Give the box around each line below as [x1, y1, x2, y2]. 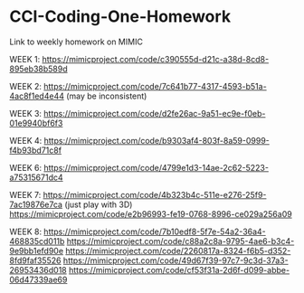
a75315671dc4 [9, 172, 63, 183]
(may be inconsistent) [66, 90, 147, 101]
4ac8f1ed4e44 [9, 90, 65, 101]
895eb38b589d [9, 63, 68, 74]
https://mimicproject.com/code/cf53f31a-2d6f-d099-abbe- [68, 264, 290, 275]
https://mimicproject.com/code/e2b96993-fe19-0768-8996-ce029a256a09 [9, 208, 292, 219]
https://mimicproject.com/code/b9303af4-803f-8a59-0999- [43, 135, 270, 146]
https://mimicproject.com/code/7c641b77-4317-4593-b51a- [43, 80, 267, 91]
